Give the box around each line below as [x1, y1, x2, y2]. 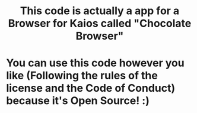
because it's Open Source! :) [6, 94, 150, 108]
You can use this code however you [6, 56, 185, 70]
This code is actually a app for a [20, 4, 180, 18]
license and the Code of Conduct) [6, 82, 176, 95]
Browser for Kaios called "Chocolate [8, 17, 192, 30]
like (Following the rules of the [6, 69, 158, 82]
